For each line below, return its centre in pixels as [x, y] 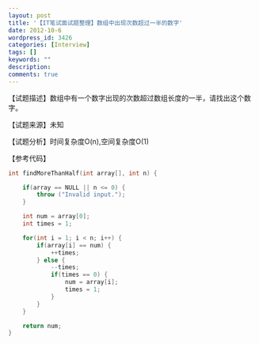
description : [30, 67]
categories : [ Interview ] [49, 45]
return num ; [42, 326]
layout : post [30, 15]
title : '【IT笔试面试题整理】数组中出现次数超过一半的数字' [96, 23]
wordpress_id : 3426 [40, 38]
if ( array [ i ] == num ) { [74, 245]
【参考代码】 [29, 158]
